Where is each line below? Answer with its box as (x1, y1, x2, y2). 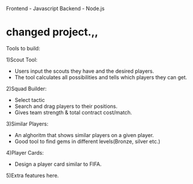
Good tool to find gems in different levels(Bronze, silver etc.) (14, 138, 161, 145)
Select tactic (14, 96, 45, 103)
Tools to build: (6, 45, 40, 52)
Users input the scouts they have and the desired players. (14, 67, 154, 74)
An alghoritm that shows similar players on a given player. (14, 131, 154, 138)
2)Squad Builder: (6, 85, 47, 92)
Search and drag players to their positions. (14, 103, 118, 110)
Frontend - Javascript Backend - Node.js (6, 5, 105, 12)
